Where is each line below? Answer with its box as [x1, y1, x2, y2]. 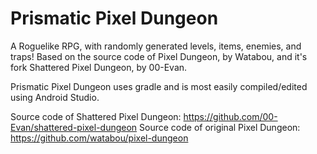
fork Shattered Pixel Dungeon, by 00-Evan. [10, 61, 188, 73]
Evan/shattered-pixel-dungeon [10, 121, 138, 133]
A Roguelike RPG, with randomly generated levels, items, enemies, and [10, 40, 302, 52]
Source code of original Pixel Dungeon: [139, 121, 301, 133]
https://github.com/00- [183, 110, 278, 122]
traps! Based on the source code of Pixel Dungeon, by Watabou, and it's [10, 50, 308, 62]
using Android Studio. [10, 91, 100, 103]
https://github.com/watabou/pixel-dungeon [10, 132, 189, 144]
